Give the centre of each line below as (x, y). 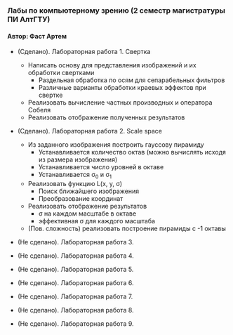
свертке (51, 95)
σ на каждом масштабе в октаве (87, 214)
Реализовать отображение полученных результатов (106, 117)
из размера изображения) (78, 159)
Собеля (39, 110)
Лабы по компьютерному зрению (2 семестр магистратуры (116, 11)
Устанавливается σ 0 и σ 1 (75, 176)
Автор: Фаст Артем (37, 36)
